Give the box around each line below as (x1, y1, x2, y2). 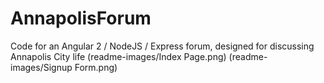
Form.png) (74, 61, 118, 73)
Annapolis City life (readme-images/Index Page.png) (10, 50, 227, 62)
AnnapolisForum (10, 7, 152, 30)
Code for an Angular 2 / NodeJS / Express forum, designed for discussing (10, 40, 315, 52)
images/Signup (10, 61, 73, 73)
